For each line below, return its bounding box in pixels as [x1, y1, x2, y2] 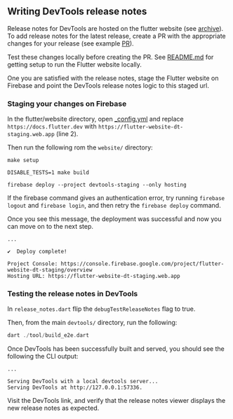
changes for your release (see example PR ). [7, 39, 135, 48]
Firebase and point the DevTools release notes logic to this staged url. [7, 81, 209, 90]
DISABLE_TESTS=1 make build [7, 169, 90, 176]
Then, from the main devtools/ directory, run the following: [7, 319, 178, 327]
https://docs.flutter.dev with [7, 122, 97, 131]
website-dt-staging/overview [7, 267, 93, 274]
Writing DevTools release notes [7, 6, 147, 18]
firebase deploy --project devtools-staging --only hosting [7, 182, 187, 189]
